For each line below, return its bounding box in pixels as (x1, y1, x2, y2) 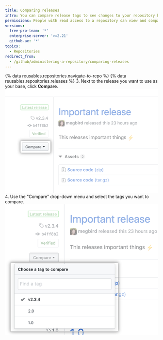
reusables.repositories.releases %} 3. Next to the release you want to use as (5, 78, 158, 84)
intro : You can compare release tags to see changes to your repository (5, 13, 155, 18)
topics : (5, 44, 21, 49)
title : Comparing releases (5, 8, 60, 13)
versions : (5, 23, 25, 28)
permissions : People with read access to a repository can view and (5, 18, 147, 23)
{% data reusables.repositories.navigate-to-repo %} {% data (5, 73, 127, 79)
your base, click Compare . (5, 83, 58, 89)
